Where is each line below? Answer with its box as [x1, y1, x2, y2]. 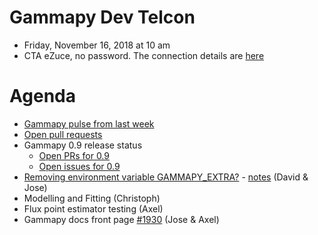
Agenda [9, 85, 76, 108]
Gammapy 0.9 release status [23, 139, 143, 151]
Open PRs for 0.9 [38, 149, 110, 161]
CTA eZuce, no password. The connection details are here [23, 49, 265, 61]
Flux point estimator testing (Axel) [23, 202, 164, 215]
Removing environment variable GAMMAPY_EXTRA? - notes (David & [23, 171, 309, 183]
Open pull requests [23, 128, 103, 140]
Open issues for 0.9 [38, 160, 121, 172]
